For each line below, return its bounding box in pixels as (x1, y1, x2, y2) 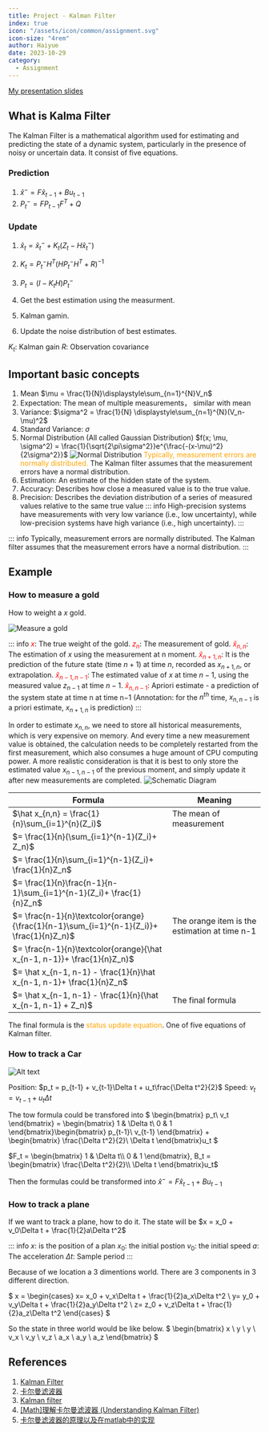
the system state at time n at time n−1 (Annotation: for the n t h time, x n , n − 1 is (8, 691, 259, 704)
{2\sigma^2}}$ (19, 450, 68, 460)
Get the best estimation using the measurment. (19, 295, 175, 305)
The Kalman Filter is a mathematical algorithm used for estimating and (8, 130, 239, 140)
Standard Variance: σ (19, 425, 90, 434)
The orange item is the (171, 915, 257, 926)
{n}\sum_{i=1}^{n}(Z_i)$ (12, 818, 102, 829)
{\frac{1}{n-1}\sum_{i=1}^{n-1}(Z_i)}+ (12, 920, 159, 931)
